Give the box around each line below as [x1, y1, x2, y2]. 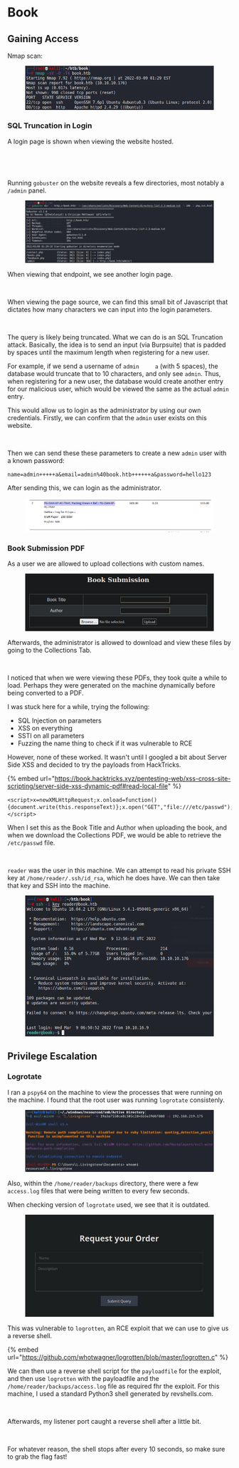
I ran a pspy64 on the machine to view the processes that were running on [7, 1088, 223, 1096]
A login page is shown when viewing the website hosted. [7, 137, 174, 146]
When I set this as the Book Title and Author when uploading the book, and [7, 823, 228, 832]
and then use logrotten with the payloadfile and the [7, 1375, 159, 1382]
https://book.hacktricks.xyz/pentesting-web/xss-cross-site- [54, 775, 231, 783]
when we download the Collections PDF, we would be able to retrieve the [7, 831, 222, 840]
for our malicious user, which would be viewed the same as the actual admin [7, 384, 230, 393]
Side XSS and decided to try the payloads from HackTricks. [7, 760, 181, 769]
